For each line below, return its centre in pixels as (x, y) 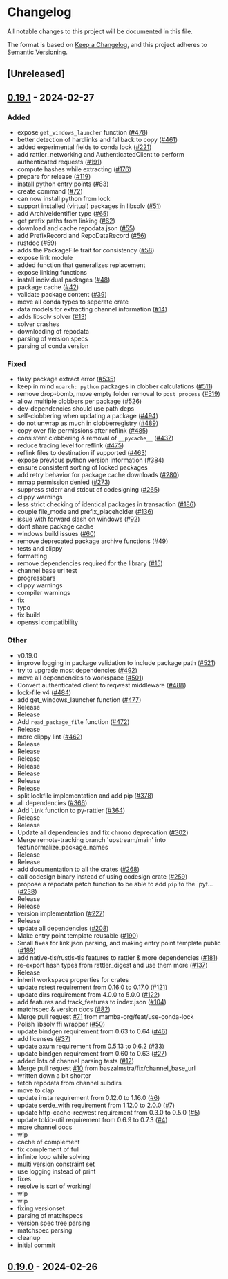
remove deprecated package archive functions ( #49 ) (93, 541)
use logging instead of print (56, 1171)
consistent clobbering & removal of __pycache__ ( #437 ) (95, 438)
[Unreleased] (36, 74)
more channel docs (45, 1127)
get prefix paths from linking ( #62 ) (66, 221)
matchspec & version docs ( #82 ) (64, 1009)
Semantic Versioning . (37, 52)
